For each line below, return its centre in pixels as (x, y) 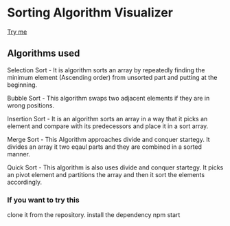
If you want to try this (44, 200)
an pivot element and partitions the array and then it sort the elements (106, 174)
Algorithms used (44, 53)
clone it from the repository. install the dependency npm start (94, 215)
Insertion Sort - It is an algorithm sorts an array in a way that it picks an (107, 119)
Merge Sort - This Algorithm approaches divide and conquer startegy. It (109, 139)
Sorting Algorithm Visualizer (90, 13)
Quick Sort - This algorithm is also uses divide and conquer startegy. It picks (115, 167)
